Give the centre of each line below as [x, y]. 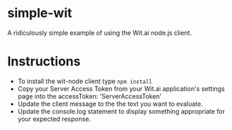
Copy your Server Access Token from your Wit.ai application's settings [121, 88]
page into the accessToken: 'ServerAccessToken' [89, 96]
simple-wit [40, 13]
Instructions [44, 61]
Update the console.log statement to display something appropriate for [121, 111]
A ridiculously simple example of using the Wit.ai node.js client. [100, 33]
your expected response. [54, 119]
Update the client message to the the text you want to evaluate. [110, 104]
